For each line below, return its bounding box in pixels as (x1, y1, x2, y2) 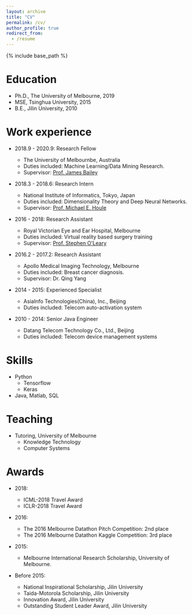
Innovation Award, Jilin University (23, 596, 105, 603)
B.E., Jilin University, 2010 (14, 104, 78, 112)
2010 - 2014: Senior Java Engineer (14, 315, 99, 322)
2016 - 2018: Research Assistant (14, 216, 93, 223)
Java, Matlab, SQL (14, 392, 59, 399)
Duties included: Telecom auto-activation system (23, 304, 142, 311)
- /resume (11, 36, 35, 42)
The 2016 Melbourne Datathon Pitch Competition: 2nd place (23, 525, 169, 532)
